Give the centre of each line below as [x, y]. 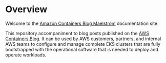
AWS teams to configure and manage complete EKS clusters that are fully [83, 44]
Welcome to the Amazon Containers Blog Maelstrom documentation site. [82, 23]
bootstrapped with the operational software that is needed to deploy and [82, 49]
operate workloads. [26, 55]
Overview [26, 9]
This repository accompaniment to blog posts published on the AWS [77, 33]
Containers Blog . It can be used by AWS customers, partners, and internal [83, 39]
